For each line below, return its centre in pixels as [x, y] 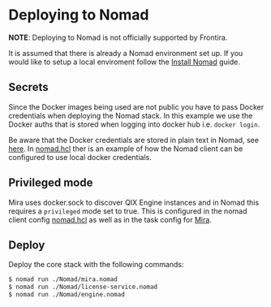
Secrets [28, 87]
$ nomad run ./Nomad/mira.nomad [63, 279]
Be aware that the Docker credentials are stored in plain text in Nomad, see [134, 140]
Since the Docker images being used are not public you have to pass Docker [136, 106]
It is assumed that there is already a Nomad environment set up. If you [126, 53]
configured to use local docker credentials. [80, 157]
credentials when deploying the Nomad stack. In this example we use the [131, 115]
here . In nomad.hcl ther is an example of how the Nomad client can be [126, 149]
